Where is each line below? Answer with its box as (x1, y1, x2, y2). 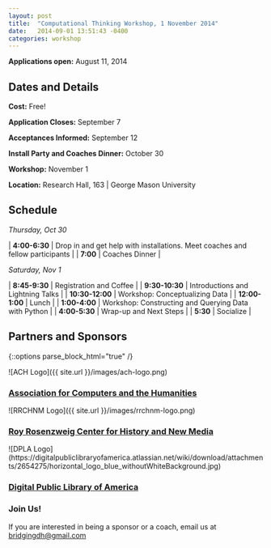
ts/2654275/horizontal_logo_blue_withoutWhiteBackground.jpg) (8, 461, 222, 471)
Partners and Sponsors (8, 329, 128, 344)
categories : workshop (8, 34, 82, 43)
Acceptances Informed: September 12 (8, 133, 138, 142)
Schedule (8, 203, 58, 217)
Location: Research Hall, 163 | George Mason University (8, 180, 197, 190)
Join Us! (8, 503, 42, 515)
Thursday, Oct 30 (8, 224, 67, 235)
